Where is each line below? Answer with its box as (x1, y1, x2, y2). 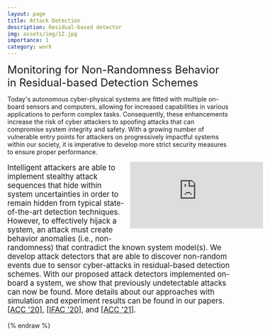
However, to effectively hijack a (7, 216, 117, 226)
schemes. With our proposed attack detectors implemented (7, 269, 216, 279)
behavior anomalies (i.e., (7, 234, 94, 244)
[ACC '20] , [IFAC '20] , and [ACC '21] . (7, 305, 137, 315)
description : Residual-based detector (7, 23, 122, 31)
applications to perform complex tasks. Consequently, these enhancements (7, 110, 228, 118)
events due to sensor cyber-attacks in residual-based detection (7, 260, 230, 270)
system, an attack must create (7, 224, 113, 234)
